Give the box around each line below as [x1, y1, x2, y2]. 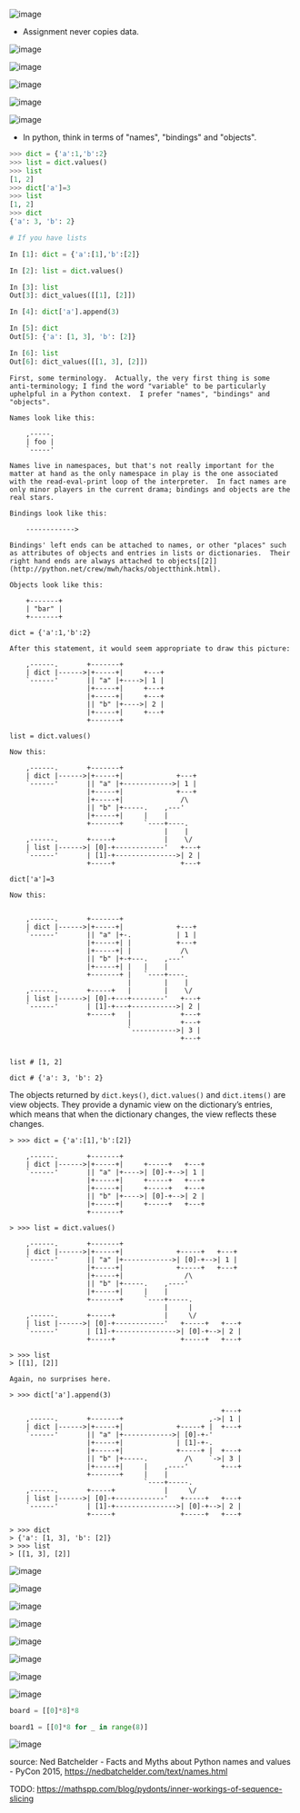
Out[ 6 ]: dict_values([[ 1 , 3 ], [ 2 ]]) [9, 357, 148, 366]
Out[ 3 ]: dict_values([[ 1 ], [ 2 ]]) [9, 291, 136, 300]
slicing [9, 1793, 35, 1804]
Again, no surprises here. [9, 1374, 112, 1383]
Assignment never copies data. [22, 26, 139, 36]
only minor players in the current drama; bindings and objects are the [9, 484, 291, 494]
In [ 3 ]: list [9, 283, 59, 292]
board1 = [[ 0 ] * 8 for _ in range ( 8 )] [9, 1722, 148, 1731]
